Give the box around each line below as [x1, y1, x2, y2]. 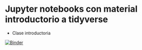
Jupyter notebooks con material [5, 3, 138, 15]
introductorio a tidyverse [5, 14, 108, 25]
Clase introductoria [12, 30, 51, 36]
